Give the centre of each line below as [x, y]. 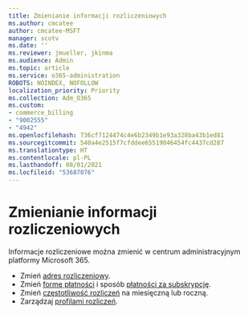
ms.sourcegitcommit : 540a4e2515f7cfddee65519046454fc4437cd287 [116, 143]
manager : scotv [34, 38]
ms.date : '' [28, 46]
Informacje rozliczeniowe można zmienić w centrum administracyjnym [124, 251]
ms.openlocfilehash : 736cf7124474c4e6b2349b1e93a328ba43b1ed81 [116, 135]
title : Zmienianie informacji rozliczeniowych [87, 16]
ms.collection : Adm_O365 [50, 98]
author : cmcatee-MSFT [45, 31]
